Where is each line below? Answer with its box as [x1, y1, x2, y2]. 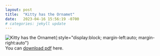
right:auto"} [5, 40, 29, 46]
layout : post [5, 7, 32, 12]
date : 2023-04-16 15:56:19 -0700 [5, 16, 79, 21]
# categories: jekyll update [5, 21, 66, 26]
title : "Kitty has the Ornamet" [5, 12, 75, 17]
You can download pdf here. [5, 45, 63, 51]
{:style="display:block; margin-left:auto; [55, 35, 137, 41]
